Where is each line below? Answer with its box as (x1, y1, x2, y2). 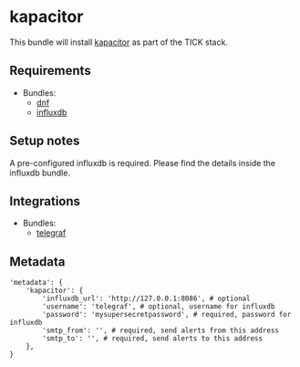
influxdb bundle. (9, 167, 71, 178)
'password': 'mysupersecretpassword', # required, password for (42, 310, 292, 320)
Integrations (9, 194, 80, 209)
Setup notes (9, 133, 80, 149)
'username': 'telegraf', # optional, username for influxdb (42, 302, 275, 311)
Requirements (9, 63, 91, 79)
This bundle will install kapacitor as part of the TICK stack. (9, 37, 228, 47)
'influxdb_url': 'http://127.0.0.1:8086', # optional (42, 294, 251, 303)
